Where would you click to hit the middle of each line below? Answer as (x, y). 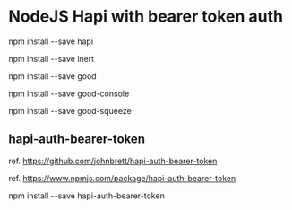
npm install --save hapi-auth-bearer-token (86, 196)
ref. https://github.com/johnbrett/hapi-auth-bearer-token (113, 161)
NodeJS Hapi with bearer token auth (146, 17)
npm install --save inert (52, 58)
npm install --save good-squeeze (70, 110)
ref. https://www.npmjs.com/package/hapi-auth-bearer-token (122, 178)
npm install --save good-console (69, 93)
